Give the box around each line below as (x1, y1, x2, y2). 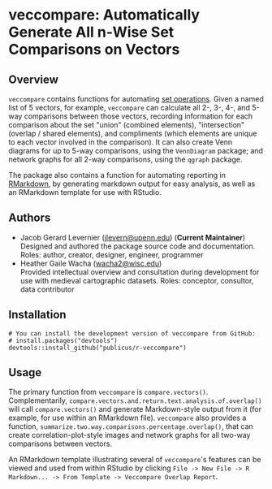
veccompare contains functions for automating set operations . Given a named (8, 94, 264, 103)
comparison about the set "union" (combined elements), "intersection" (8, 120, 245, 129)
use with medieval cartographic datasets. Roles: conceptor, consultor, (19, 275, 254, 285)
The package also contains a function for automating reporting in (8, 171, 226, 180)
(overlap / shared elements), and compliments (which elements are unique (8, 128, 257, 138)
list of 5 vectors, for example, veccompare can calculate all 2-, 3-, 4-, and (8, 103, 250, 112)
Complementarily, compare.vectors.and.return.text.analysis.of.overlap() (8, 396, 262, 405)
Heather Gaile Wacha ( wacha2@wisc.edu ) (19, 258, 162, 268)
